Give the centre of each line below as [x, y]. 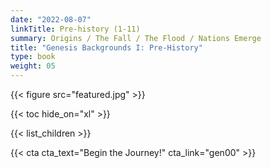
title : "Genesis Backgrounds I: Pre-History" [106, 47]
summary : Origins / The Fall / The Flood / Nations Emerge [136, 38]
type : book [33, 57]
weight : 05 [33, 66]
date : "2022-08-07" [51, 19]
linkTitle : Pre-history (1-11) [75, 29]
